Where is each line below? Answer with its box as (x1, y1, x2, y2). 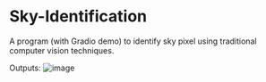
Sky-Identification (9, 6, 148, 27)
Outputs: (9, 62, 42, 73)
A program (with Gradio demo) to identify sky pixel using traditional (9, 36, 257, 46)
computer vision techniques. (9, 45, 115, 55)
